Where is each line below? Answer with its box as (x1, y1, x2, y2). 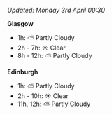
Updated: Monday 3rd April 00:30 (7, 6, 106, 14)
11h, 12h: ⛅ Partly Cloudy (17, 100, 91, 108)
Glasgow (7, 20, 34, 27)
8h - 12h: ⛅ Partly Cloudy (17, 52, 92, 60)
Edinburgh (7, 68, 38, 76)
